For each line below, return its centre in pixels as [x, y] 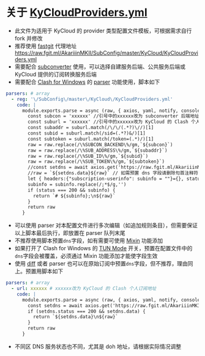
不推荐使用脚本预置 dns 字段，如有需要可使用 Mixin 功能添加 [89, 241]
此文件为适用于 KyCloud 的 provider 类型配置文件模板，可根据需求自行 [103, 31]
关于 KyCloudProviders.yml [76, 13]
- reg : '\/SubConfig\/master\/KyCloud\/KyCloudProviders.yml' [92, 99]
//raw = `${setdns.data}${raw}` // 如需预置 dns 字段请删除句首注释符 [113, 173]
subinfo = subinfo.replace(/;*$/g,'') [77, 184]
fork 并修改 [29, 38]
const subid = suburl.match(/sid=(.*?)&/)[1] [87, 133]
